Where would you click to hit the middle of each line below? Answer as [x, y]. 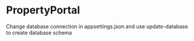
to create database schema [39, 32]
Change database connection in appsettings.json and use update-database [97, 26]
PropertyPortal [43, 10]
